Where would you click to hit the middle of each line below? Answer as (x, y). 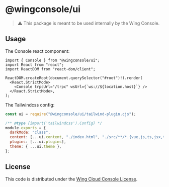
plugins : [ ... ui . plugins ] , (38, 142)
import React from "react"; (35, 65)
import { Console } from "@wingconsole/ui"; (53, 60)
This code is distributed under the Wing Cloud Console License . (71, 179)
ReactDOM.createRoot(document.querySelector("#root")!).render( (74, 78)
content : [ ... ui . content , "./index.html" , (55, 137)
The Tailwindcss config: (30, 105)
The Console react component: (37, 51)
